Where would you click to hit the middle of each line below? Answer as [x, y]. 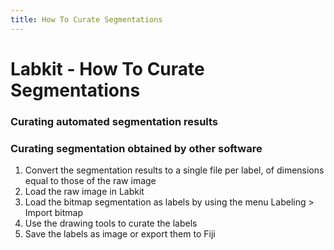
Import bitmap [54, 213]
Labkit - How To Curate [107, 68]
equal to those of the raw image [90, 181]
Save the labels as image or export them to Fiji [120, 234]
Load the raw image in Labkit [84, 192]
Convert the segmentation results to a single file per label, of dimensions [174, 170]
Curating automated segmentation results [114, 121]
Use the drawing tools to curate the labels [111, 223]
